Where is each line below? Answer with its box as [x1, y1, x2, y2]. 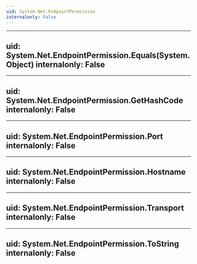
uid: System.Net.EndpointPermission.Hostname [6, 167, 186, 177]
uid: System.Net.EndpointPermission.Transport [6, 203, 185, 213]
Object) [6, 59, 34, 69]
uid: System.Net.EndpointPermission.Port [6, 131, 163, 141]
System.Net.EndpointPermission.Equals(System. [6, 50, 191, 60]
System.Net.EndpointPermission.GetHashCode [6, 95, 184, 106]
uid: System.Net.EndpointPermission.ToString [6, 239, 179, 249]
